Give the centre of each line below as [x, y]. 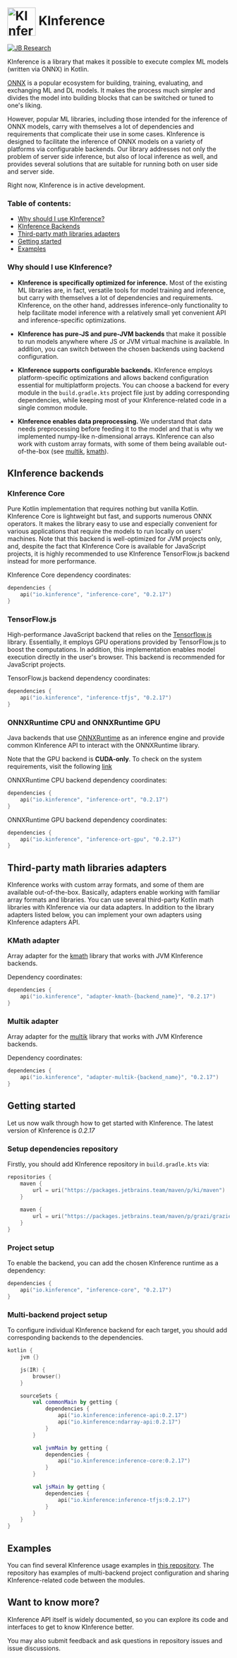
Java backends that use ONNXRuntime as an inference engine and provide [116, 738]
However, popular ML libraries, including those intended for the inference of [117, 119]
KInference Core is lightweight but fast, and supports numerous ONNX [110, 516]
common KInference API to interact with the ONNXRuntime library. [103, 746]
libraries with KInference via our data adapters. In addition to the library [111, 907]
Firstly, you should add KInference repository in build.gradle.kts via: [108, 1164]
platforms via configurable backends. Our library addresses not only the [112, 149]
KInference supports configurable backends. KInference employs [115, 370]
